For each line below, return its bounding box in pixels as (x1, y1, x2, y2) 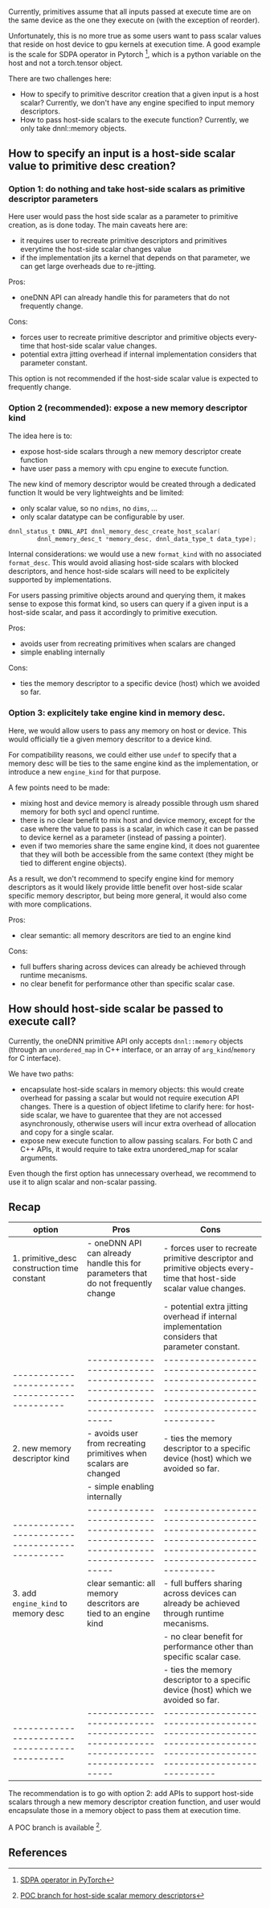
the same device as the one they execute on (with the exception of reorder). (8, 15, 260, 25)
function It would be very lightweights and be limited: (8, 487, 185, 498)
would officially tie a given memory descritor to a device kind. (8, 734, 212, 744)
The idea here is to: (8, 431, 72, 440)
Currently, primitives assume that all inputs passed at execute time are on (8, 7, 252, 16)
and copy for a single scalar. (19, 1127, 114, 1137)
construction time (12, 1263, 79, 1274)
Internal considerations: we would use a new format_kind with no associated (8, 549, 262, 559)
